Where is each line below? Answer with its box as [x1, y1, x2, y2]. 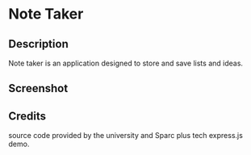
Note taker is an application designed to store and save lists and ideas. [8, 58, 244, 68]
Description [8, 37, 69, 51]
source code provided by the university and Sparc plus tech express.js [8, 131, 244, 140]
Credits [8, 109, 47, 123]
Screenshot [8, 82, 69, 95]
